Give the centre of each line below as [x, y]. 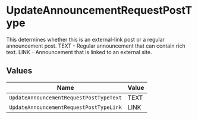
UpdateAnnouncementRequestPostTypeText [65, 98]
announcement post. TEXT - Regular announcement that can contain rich [96, 46]
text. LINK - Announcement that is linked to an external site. [79, 52]
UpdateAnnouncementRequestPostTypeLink [65, 107]
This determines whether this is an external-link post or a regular [86, 39]
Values [19, 71]
